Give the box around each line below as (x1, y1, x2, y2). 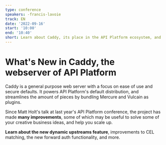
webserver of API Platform (5, 67, 117, 78)
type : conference (5, 7, 41, 12)
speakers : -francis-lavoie (5, 12, 61, 17)
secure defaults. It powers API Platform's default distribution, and (5, 88, 139, 94)
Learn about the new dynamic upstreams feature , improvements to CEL (5, 129, 155, 135)
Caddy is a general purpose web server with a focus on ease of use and (5, 83, 153, 89)
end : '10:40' (5, 30, 32, 35)
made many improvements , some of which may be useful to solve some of (5, 114, 160, 120)
